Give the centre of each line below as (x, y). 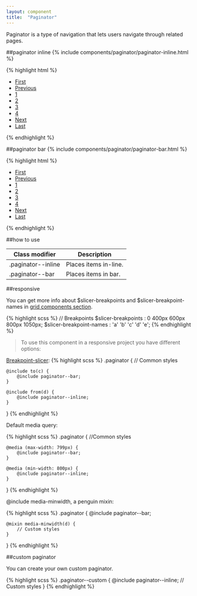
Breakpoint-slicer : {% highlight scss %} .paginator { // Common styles (92, 360)
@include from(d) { (30, 392)
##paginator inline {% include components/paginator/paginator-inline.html (97, 52)
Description (95, 254)
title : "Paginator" (32, 17)
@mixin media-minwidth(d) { (41, 524)
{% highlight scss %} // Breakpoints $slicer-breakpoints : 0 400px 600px (96, 318)
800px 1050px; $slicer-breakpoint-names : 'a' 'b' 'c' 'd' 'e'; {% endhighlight (99, 324)
